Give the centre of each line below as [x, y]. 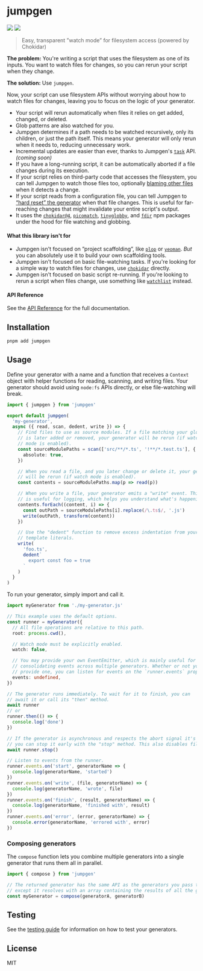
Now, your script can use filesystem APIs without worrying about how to [96, 94]
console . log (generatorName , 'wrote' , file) [67, 789]
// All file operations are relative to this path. [79, 628]
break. [15, 393]
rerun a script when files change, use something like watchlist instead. [104, 281]
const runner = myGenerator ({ [45, 622]
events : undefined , [37, 677]
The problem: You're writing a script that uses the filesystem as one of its [98, 58]
